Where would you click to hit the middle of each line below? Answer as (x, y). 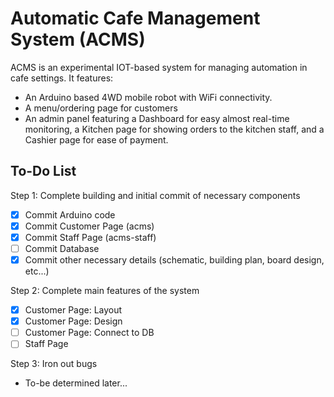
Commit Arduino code (70, 214)
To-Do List (43, 171)
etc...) (37, 271)
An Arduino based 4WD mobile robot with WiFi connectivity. (148, 97)
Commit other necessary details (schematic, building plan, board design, (174, 260)
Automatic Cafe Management (135, 18)
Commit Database (62, 248)
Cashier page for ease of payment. (96, 139)
